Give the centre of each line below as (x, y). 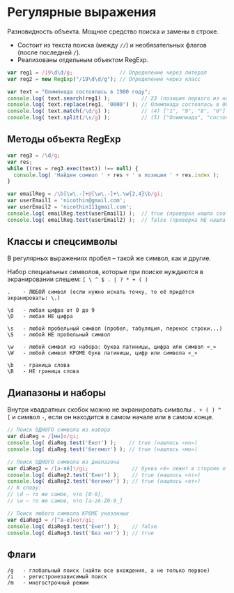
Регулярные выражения (82, 12)
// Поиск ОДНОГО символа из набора (59, 430)
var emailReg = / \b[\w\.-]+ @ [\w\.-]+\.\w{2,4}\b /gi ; (85, 194)
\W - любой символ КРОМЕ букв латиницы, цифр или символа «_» (102, 353)
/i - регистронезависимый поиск (57, 577)
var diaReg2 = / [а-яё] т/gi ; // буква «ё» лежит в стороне (113, 468)
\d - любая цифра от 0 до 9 (51, 310)
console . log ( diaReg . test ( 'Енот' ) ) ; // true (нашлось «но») (102, 443)
